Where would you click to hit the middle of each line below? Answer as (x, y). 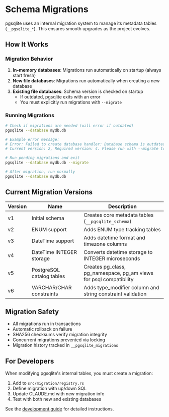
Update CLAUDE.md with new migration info (58, 394)
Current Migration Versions (49, 192)
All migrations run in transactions (47, 324)
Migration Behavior (29, 59)
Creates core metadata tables (119, 215)
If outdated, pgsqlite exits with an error (60, 96)
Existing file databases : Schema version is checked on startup (78, 91)
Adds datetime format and (114, 237)
